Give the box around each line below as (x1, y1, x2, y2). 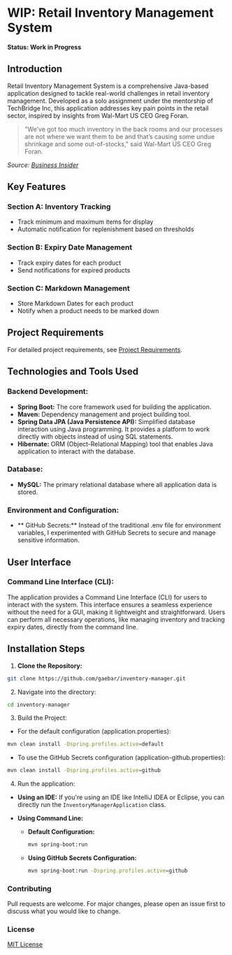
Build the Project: (17, 714, 68, 722)
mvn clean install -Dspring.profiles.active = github (7, 767, 161, 774)
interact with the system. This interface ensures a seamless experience (7, 600, 212, 608)
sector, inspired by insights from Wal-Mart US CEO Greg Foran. (7, 111, 189, 119)
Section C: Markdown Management (7, 283, 131, 293)
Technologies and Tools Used (7, 365, 138, 378)
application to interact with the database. (17, 447, 136, 455)
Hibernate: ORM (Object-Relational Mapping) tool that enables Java (17, 439, 213, 448)
